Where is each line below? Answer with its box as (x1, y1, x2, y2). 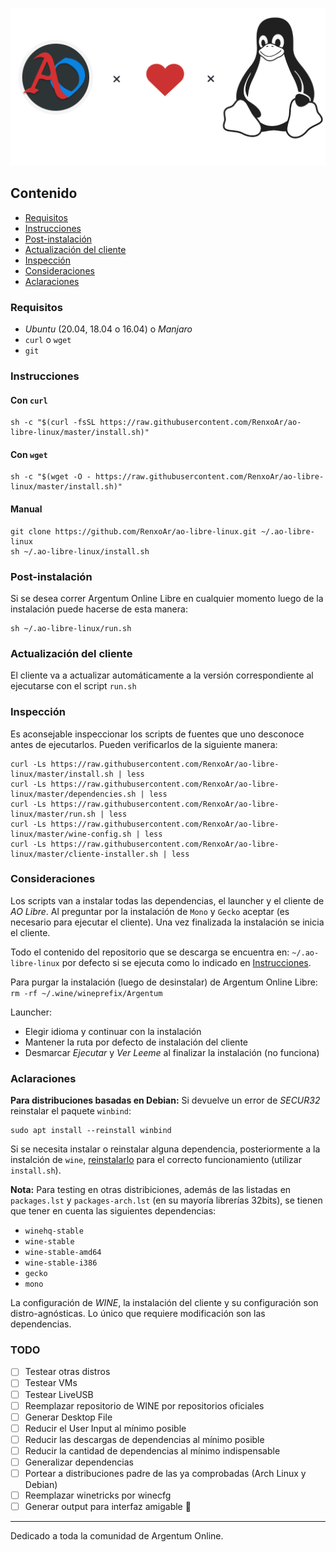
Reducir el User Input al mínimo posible (24, 1422, 187, 1434)
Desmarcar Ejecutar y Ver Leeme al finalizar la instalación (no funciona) (24, 1046, 320, 1058)
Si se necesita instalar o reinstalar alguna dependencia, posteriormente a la (10, 1143, 321, 1155)
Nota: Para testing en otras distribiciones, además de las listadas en (10, 1184, 292, 1196)
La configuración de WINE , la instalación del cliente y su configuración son (10, 1297, 319, 1309)
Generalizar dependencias (24, 1456, 134, 1468)
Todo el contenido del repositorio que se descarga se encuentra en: (10, 946, 290, 958)
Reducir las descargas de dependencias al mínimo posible (24, 1433, 265, 1445)
